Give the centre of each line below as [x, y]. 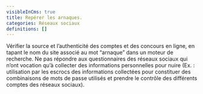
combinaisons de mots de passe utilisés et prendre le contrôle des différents [102, 78]
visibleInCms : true [31, 12]
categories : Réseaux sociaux [43, 23]
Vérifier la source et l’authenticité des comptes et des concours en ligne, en [101, 46]
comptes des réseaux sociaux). [45, 85]
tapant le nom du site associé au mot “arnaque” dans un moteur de [90, 53]
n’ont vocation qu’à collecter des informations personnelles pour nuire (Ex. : [101, 65]
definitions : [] [27, 29]
